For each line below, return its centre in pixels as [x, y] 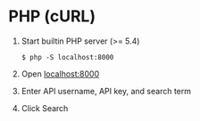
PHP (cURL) [52, 16]
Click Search [45, 108]
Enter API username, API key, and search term [106, 91]
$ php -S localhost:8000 [67, 57]
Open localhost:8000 [60, 74]
